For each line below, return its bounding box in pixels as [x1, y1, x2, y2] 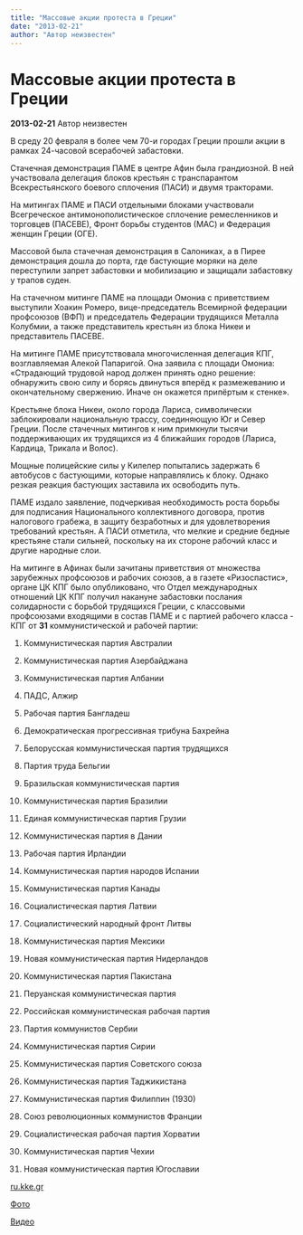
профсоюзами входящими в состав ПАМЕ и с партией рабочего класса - [10, 611, 294, 622]
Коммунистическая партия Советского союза [23, 1059, 203, 1069]
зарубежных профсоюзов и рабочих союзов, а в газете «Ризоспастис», [10, 572, 289, 584]
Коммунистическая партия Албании [23, 673, 165, 684]
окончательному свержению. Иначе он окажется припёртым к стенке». [10, 386, 290, 398]
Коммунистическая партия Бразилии [23, 795, 168, 806]
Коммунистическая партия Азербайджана [23, 655, 189, 666]
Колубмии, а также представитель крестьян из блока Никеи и [10, 321, 251, 332]
